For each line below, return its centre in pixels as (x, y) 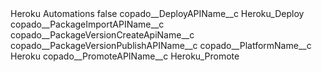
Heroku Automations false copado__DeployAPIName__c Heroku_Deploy (157, 13)
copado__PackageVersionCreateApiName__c (102, 35)
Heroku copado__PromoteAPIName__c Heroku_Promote (125, 56)
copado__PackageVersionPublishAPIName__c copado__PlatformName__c (161, 45)
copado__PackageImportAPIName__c (87, 24)
